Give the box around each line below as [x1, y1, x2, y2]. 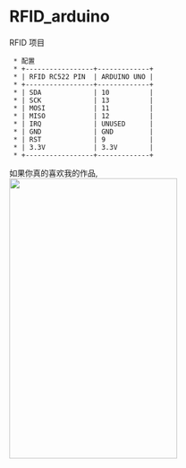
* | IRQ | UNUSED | [13, 119, 154, 128]
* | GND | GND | [13, 127, 154, 136]
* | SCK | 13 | [13, 96, 154, 105]
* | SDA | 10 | [13, 88, 154, 97]
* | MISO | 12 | [13, 111, 154, 120]
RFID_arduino [9, 6, 110, 27]
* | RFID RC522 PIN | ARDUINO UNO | [13, 72, 154, 82]
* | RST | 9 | [13, 134, 154, 144]
